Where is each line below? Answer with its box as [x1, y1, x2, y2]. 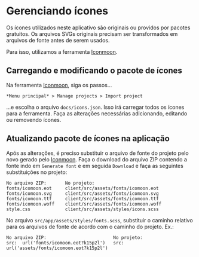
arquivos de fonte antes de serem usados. [6, 36, 110, 44]
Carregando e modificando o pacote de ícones [6, 66, 182, 76]
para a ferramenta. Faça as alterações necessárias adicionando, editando [6, 109, 188, 117]
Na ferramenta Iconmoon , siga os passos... [6, 81, 112, 88]
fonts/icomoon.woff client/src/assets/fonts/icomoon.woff [6, 201, 162, 207]
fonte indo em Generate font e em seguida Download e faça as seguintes [6, 162, 183, 169]
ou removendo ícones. [6, 116, 62, 123]
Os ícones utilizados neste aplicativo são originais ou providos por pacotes [6, 24, 191, 31]
